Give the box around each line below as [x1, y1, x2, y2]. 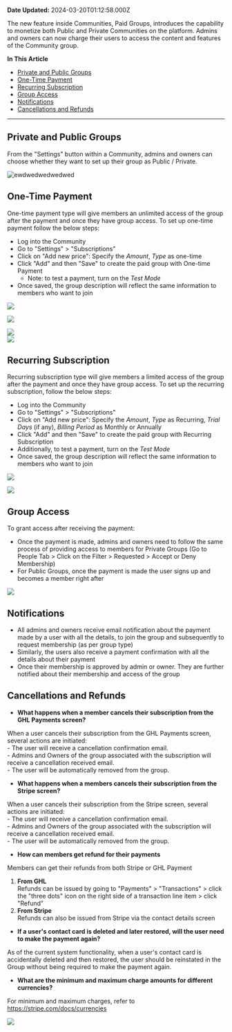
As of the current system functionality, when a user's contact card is [7, 948, 202, 956]
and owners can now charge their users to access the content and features [7, 34, 221, 42]
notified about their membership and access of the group [17, 670, 180, 678]
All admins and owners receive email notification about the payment [17, 626, 211, 634]
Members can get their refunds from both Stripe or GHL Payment [7, 863, 192, 871]
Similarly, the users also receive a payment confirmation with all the [17, 648, 209, 656]
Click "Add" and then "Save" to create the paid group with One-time [17, 259, 211, 267]
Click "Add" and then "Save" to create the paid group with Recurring [17, 431, 212, 439]
